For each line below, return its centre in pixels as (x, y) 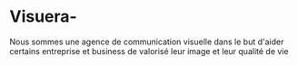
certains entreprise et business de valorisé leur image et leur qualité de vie (149, 51)
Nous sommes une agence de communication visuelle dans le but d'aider (147, 42)
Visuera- (43, 17)
